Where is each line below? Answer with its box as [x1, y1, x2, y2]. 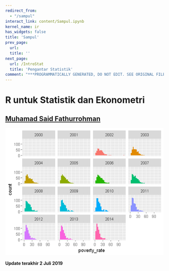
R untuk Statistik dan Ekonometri [5, 94, 145, 106]
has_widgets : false [5, 29, 46, 35]
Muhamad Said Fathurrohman [5, 114, 101, 123]
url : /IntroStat [10, 61, 44, 67]
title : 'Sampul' [5, 35, 39, 40]
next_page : [5, 56, 28, 61]
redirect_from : [5, 8, 37, 13]
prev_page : [5, 40, 28, 45]
